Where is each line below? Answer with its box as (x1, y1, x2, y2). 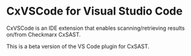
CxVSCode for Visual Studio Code (6, 4, 183, 18)
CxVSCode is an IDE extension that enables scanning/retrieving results (6, 24, 185, 32)
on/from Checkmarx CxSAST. (6, 30, 81, 38)
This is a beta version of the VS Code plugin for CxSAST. (6, 43, 150, 50)
